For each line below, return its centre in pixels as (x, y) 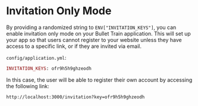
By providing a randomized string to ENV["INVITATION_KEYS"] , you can (91, 27)
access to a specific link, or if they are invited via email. (74, 46)
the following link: (28, 86)
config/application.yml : (36, 57)
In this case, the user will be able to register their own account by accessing (99, 80)
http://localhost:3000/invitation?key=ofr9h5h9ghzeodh (76, 97)
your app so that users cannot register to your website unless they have (94, 40)
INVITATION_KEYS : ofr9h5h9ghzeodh (49, 68)
